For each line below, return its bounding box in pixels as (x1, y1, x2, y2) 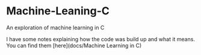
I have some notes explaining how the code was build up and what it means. (6, 35, 196, 42)
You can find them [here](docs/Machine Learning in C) (6, 42, 142, 49)
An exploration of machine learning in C (6, 24, 105, 31)
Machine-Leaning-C (6, 4, 110, 18)
